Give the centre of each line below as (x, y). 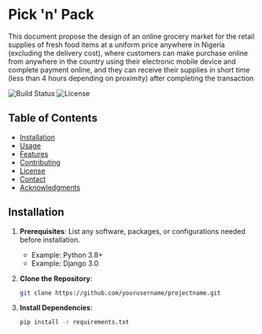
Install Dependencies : (56, 308)
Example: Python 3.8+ (67, 254)
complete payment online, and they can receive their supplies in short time (129, 69)
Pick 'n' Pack (51, 15)
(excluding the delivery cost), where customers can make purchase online (128, 53)
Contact (32, 179)
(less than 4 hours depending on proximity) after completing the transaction (131, 78)
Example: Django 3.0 (65, 263)
